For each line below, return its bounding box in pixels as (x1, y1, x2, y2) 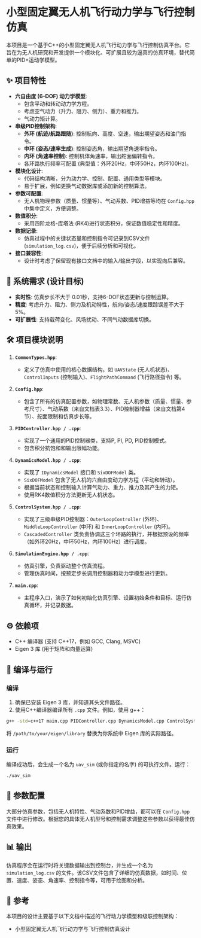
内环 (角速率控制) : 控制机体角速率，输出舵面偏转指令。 (23, 152, 159, 159)
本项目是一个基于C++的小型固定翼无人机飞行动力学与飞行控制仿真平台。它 (6, 41, 190, 48)
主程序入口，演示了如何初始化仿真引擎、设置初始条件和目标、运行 (23, 594, 187, 601)
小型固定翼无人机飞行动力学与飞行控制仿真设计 (14, 925, 130, 933)
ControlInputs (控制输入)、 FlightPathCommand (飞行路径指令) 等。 (23, 373, 185, 380)
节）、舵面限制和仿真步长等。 (23, 413, 95, 420)
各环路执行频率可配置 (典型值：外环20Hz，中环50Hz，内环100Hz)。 (23, 160, 193, 167)
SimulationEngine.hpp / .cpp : (14, 550, 90, 557)
